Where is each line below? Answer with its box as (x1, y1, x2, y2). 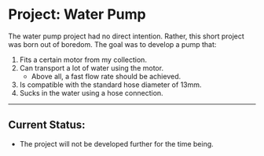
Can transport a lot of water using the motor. (19, 63, 163, 72)
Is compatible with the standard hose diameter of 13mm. (19, 80, 202, 89)
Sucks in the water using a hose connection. (19, 88, 163, 97)
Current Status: (8, 118, 86, 132)
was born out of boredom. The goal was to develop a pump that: (8, 39, 217, 49)
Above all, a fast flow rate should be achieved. (31, 71, 181, 81)
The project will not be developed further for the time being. (19, 139, 214, 148)
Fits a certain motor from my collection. (19, 55, 148, 64)
